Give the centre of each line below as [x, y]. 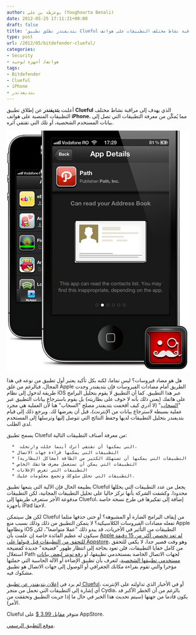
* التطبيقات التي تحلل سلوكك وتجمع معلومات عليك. [73, 476]
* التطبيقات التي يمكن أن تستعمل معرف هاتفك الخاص [75, 464]
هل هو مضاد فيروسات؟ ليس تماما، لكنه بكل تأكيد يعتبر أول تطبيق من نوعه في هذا [94, 380]
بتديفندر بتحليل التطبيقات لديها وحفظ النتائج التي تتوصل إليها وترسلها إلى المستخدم [95, 418]
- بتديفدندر [21, 93]
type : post [20, 37]
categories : [21, 50]
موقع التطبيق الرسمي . [31, 625]
